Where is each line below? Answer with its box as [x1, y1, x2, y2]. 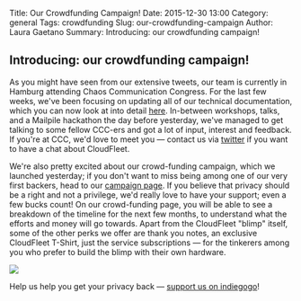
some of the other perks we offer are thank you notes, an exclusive [9, 227, 258, 238]
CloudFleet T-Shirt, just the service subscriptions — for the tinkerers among [9, 237, 290, 248]
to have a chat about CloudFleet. [9, 143, 130, 154]
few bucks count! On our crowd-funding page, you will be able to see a [9, 199, 273, 209]
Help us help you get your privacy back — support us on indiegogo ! [9, 280, 261, 291]
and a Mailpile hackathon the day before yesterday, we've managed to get [9, 114, 284, 125]
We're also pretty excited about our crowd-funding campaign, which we [9, 161, 276, 172]
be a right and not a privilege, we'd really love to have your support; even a [9, 189, 287, 200]
